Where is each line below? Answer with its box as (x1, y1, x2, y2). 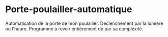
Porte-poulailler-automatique (5, 4, 132, 15)
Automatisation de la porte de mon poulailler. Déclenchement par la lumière (5, 20, 163, 26)
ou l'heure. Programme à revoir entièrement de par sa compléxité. (5, 25, 144, 31)
